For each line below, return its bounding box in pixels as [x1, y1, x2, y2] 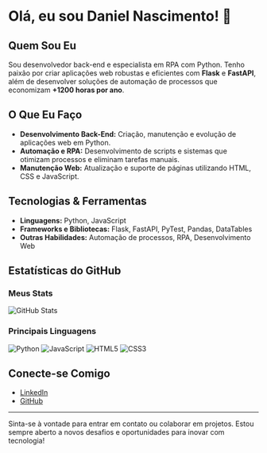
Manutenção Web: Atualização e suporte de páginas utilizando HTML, [19, 163, 252, 172]
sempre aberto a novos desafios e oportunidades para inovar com [8, 428, 225, 437]
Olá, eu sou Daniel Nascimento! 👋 [8, 7, 232, 25]
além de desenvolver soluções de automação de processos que [8, 77, 218, 86]
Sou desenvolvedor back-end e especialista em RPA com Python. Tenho [8, 60, 245, 69]
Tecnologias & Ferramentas [8, 195, 147, 208]
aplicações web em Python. [19, 137, 111, 147]
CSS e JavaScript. [19, 171, 79, 181]
